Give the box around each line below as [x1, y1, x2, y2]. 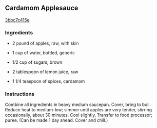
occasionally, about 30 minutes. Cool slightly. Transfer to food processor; [5, 112, 153, 118]
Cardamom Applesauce [5, 4, 78, 12]
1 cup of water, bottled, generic [12, 50, 75, 56]
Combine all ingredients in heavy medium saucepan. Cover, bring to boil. [5, 102, 151, 107]
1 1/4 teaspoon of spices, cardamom [12, 78, 85, 84]
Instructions [5, 91, 35, 98]
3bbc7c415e [5, 17, 30, 23]
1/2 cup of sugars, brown [12, 59, 62, 65]
